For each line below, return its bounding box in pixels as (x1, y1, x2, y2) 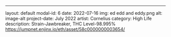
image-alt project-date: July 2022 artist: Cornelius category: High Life (5, 16, 152, 21)
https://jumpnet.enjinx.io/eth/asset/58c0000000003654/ (5, 26, 125, 32)
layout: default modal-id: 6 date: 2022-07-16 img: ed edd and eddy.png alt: (5, 10, 163, 16)
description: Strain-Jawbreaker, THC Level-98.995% (5, 21, 116, 27)
